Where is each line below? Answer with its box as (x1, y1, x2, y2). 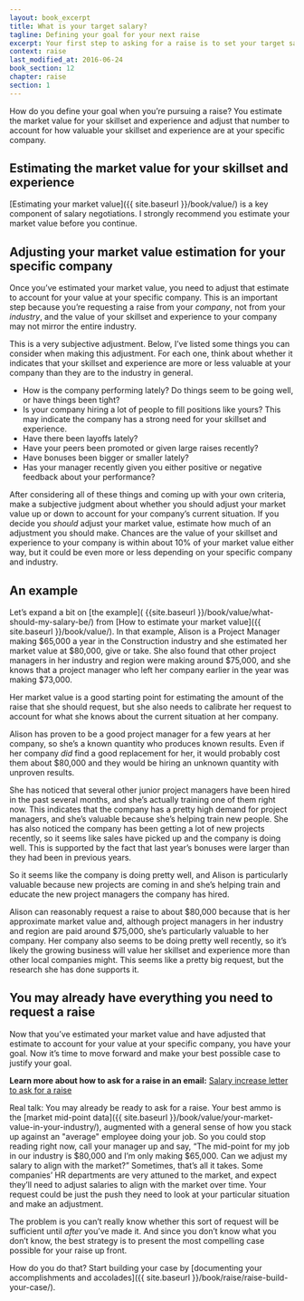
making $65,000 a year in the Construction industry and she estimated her (9, 636, 288, 647)
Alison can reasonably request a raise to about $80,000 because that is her (9, 907, 291, 918)
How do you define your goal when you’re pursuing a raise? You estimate (9, 105, 282, 116)
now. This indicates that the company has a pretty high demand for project (9, 804, 288, 815)
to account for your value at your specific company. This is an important (9, 292, 279, 304)
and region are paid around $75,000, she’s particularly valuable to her (9, 926, 270, 937)
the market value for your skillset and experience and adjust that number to (9, 115, 290, 126)
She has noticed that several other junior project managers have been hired (9, 785, 291, 795)
